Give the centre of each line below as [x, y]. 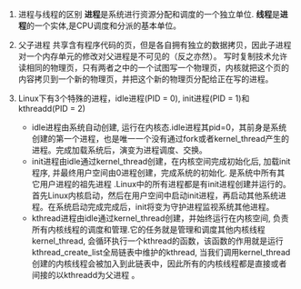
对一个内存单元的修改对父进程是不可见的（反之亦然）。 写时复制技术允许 [153, 56]
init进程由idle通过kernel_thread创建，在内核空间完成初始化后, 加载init [161, 161]
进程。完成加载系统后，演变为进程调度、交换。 [119, 150]
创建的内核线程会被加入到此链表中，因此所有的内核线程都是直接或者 [159, 264]
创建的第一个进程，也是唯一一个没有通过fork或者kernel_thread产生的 [160, 139]
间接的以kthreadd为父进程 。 [85, 275]
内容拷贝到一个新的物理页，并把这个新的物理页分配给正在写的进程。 [145, 79]
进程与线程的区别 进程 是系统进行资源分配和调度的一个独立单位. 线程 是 [149, 14]
